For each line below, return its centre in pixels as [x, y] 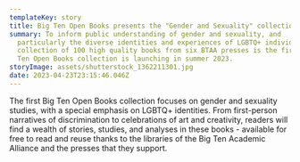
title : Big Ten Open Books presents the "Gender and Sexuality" [131, 26]
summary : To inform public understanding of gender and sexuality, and [145, 34]
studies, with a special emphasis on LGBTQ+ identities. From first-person [143, 110]
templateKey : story [46, 17]
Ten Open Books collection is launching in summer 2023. [125, 59]
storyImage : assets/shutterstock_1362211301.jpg [101, 68]
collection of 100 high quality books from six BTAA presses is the [147, 51]
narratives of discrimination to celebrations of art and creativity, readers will [149, 119]
